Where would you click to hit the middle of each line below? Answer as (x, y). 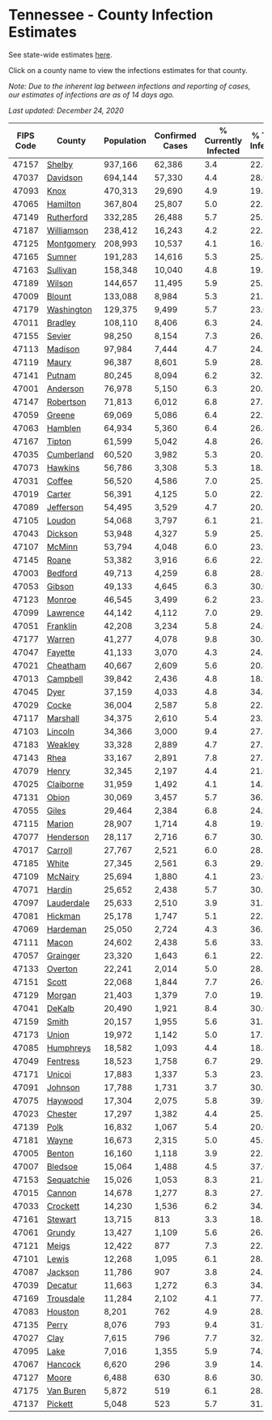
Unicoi (59, 1074)
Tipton (59, 441)
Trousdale (66, 1298)
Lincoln (61, 731)
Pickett (60, 1404)
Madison (63, 349)
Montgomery (71, 243)
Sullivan (62, 269)
